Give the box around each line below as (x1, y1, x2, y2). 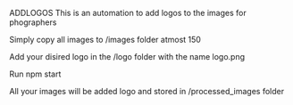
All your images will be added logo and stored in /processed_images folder (9, 86, 284, 96)
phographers (9, 17, 57, 28)
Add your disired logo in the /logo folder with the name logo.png (9, 52, 246, 61)
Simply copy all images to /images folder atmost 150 (9, 35, 201, 44)
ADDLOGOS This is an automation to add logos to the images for (9, 8, 247, 18)
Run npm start (9, 69, 62, 79)
